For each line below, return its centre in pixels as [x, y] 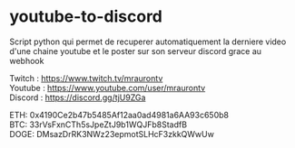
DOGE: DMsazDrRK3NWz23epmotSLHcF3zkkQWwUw [112, 134]
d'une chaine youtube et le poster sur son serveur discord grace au [135, 51]
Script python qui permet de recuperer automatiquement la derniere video [148, 42]
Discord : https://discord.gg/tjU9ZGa [78, 97]
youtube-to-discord [86, 17]
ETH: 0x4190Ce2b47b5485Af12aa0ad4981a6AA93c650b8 [119, 115]
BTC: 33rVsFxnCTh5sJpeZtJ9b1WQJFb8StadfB [98, 125]
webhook [27, 60]
